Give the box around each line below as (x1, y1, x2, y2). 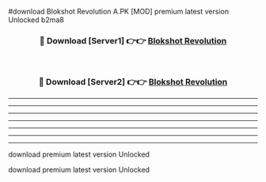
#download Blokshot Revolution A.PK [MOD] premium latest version (8, 7, 230, 16)
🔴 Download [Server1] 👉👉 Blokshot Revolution (39, 35, 227, 46)
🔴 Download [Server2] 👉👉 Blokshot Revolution (38, 77, 228, 88)
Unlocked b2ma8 (8, 15, 65, 25)
